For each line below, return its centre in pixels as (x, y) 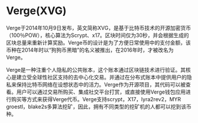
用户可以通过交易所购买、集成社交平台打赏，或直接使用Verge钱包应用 (101, 92)
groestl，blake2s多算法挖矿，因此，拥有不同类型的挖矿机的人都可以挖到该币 (99, 107)
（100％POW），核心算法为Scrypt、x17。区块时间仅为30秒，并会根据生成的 (98, 35)
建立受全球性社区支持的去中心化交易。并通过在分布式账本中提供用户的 (101, 77)
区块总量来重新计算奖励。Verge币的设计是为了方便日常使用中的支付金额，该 (98, 42)
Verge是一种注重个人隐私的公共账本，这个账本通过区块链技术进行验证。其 (96, 69)
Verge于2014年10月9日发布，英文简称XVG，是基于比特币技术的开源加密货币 (99, 28)
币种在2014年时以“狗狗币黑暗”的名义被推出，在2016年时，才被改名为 (90, 50)
